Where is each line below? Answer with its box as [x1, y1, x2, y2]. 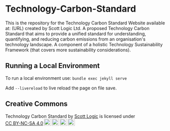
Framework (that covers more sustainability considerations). [5, 47, 131, 53]
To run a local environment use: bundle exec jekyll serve [5, 75, 127, 81]
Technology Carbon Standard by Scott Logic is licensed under [5, 113, 135, 119]
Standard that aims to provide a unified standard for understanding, [5, 30, 146, 37]
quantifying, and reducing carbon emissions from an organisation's [5, 36, 146, 42]
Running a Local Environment [5, 61, 100, 70]
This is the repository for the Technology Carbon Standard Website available [5, 20, 165, 26]
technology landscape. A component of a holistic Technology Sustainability [5, 41, 163, 47]
